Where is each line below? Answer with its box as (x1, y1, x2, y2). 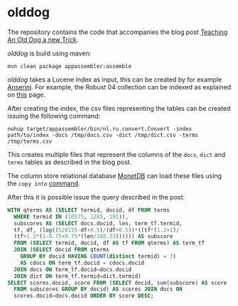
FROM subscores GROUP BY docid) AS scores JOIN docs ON (13, 285, 183, 293)
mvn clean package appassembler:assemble (7, 62, 132, 70)
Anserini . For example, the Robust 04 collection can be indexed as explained (7, 82, 232, 91)
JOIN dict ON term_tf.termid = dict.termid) (13, 273, 141, 280)
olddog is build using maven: (7, 49, 92, 58)
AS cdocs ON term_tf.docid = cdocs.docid (20, 259, 144, 266)
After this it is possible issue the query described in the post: (7, 192, 185, 201)
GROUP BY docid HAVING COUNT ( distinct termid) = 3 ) (20, 253, 176, 260)
